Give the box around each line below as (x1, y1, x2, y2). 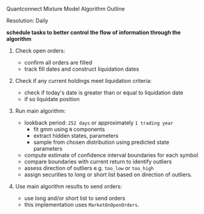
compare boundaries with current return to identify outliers (24, 158, 172, 165)
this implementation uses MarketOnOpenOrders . (24, 201, 139, 208)
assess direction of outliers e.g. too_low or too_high (24, 165, 154, 171)
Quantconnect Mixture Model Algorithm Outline (6, 5, 125, 12)
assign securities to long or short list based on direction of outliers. (24, 171, 192, 178)
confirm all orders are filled (24, 59, 93, 66)
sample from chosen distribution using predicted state (33, 138, 169, 146)
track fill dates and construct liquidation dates (24, 65, 139, 73)
